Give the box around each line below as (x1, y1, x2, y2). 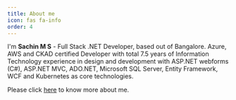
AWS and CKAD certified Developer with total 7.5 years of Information (7, 50, 209, 58)
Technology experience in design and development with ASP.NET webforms (7, 57, 229, 66)
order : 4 (7, 23, 33, 30)
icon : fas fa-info (7, 17, 61, 24)
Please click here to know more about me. (7, 85, 130, 94)
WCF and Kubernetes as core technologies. (7, 72, 134, 80)
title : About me (7, 10, 55, 17)
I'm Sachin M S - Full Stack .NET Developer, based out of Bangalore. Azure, (7, 43, 227, 51)
